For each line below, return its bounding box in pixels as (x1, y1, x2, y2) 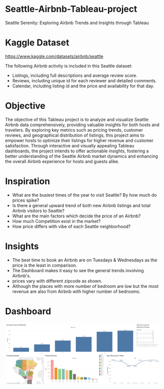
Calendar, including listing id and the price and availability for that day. (12, 83, 155, 89)
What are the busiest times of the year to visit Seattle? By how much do (12, 192, 157, 198)
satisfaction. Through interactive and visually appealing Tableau (5, 142, 135, 148)
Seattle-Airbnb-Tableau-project (5, 3, 137, 15)
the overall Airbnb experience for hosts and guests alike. (5, 158, 119, 164)
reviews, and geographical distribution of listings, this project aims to (5, 132, 145, 138)
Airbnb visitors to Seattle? (12, 208, 65, 213)
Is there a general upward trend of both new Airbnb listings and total (12, 202, 151, 208)
